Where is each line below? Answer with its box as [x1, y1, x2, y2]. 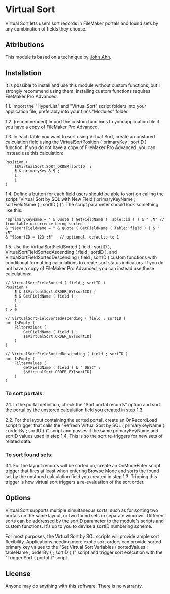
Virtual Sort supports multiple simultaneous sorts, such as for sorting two [5, 507, 158, 513]
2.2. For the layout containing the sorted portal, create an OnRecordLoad [5, 417, 157, 423]
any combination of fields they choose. [5, 25, 87, 32]
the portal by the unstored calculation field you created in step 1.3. [5, 407, 144, 413]
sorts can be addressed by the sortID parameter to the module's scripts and [5, 518, 164, 524]
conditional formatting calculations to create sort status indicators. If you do [5, 259, 164, 265]
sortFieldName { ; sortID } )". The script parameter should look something [5, 201, 159, 207]
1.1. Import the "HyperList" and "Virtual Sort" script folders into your [5, 103, 146, 109]
